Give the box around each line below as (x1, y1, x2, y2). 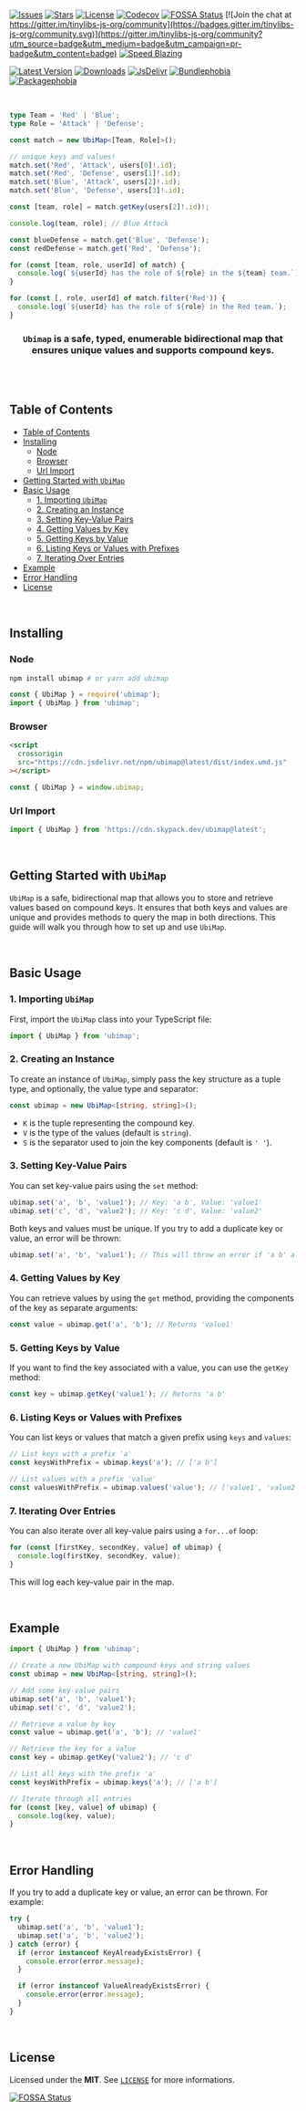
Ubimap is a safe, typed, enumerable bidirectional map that (22, 332, 284, 345)
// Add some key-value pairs (9, 1686, 120, 1695)
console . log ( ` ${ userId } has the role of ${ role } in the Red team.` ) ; (17, 302, 287, 311)
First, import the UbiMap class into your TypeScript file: (9, 1014, 212, 1024)
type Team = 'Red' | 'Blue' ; (9, 110, 120, 120)
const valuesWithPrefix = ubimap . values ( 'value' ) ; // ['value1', (9, 1482, 262, 1492)
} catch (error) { (9, 1939, 79, 1949)
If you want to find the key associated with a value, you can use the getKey (9, 1362, 289, 1373)
